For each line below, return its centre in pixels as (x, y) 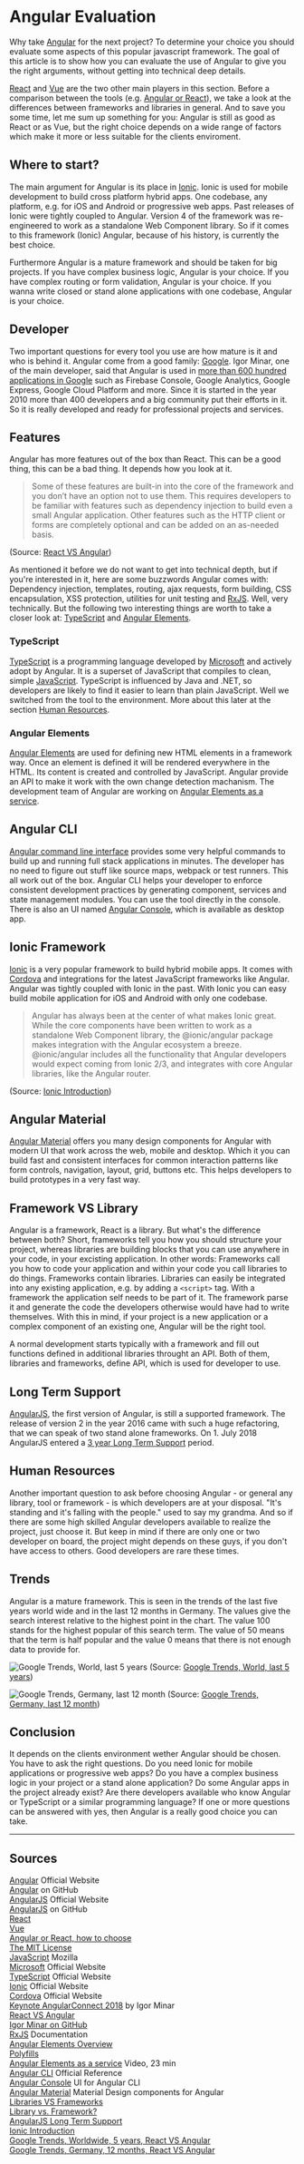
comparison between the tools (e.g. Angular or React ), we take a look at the (150, 98)
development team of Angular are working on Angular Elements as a (137, 791)
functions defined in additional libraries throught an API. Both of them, (140, 1354)
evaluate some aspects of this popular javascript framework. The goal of (145, 51)
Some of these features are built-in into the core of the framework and (162, 486)
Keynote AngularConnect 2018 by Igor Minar (92, 2005)
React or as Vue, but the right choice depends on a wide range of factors (146, 127)
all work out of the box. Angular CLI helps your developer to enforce (136, 880)
